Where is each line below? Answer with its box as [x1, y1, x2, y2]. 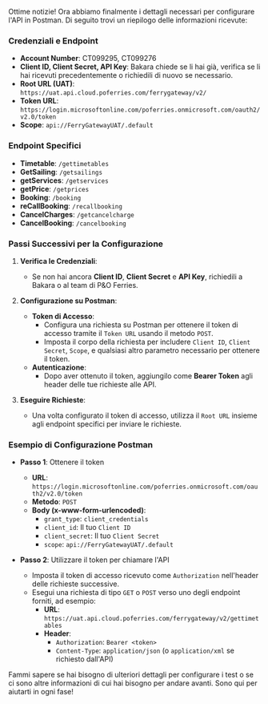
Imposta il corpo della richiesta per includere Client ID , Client [43, 337, 251, 346]
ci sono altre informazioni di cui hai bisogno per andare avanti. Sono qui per [8, 678, 258, 688]
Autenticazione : [31, 362, 86, 372]
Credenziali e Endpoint [8, 35, 98, 47]
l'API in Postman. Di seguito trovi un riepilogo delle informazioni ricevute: [8, 15, 248, 25]
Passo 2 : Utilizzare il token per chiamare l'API [19, 555, 170, 564]
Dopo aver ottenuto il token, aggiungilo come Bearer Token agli [43, 370, 254, 380]
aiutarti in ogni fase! [8, 687, 74, 697]
